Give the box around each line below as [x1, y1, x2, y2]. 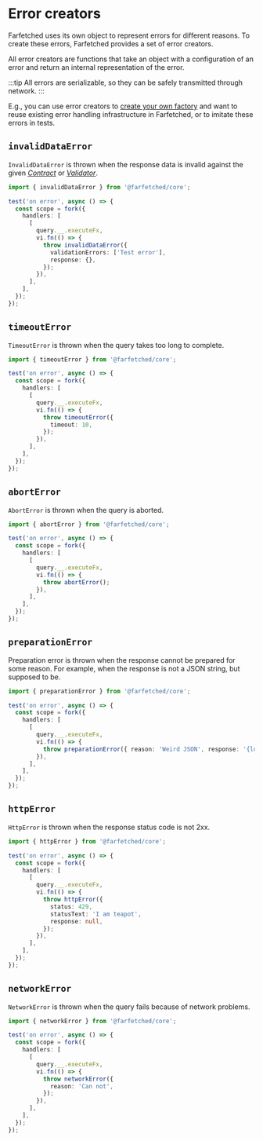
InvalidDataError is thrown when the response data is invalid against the [8, 159, 244, 169]
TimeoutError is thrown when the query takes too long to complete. [8, 340, 225, 349]
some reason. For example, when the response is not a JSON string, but [8, 664, 240, 673]
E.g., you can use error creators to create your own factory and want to [8, 101, 238, 111]
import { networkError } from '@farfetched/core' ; [8, 1017, 177, 1025]
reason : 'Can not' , [49, 1082, 113, 1090]
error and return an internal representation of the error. [8, 62, 185, 71]
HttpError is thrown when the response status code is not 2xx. [8, 822, 211, 832]
